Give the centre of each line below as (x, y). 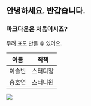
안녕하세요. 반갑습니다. (46, 11)
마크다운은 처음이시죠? (37, 29)
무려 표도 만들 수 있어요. (34, 43)
